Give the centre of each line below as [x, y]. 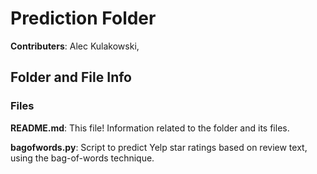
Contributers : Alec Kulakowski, [75, 46]
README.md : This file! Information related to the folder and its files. [150, 128]
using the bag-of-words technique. [82, 158]
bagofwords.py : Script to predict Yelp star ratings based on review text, [159, 147]
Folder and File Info [71, 77]
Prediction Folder [83, 18]
